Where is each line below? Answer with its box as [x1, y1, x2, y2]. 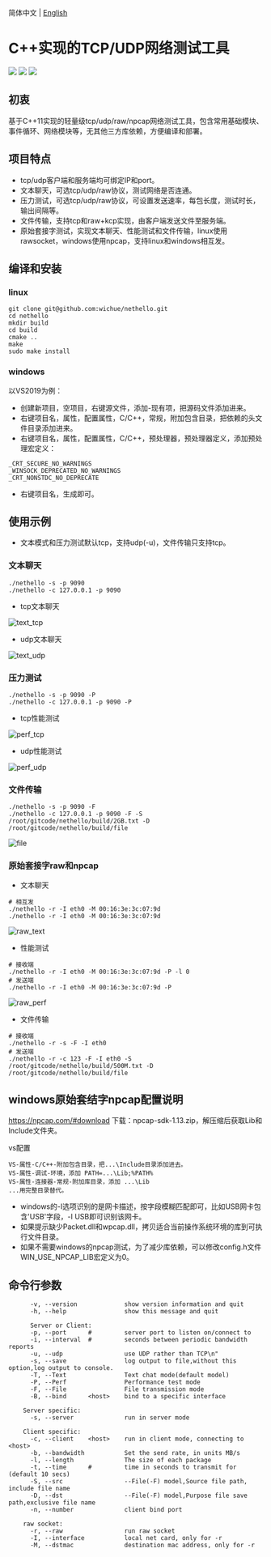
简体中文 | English [8, 8, 68, 17]
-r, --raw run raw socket [29, 1527, 176, 1535]
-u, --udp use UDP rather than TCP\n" [29, 1350, 219, 1359]
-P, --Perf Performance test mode [29, 1378, 201, 1387]
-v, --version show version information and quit [29, 1300, 244, 1308]
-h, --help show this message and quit [29, 1308, 219, 1316]
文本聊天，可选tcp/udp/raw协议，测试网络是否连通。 [19, 185, 197, 195]
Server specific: [23, 1406, 82, 1415]
